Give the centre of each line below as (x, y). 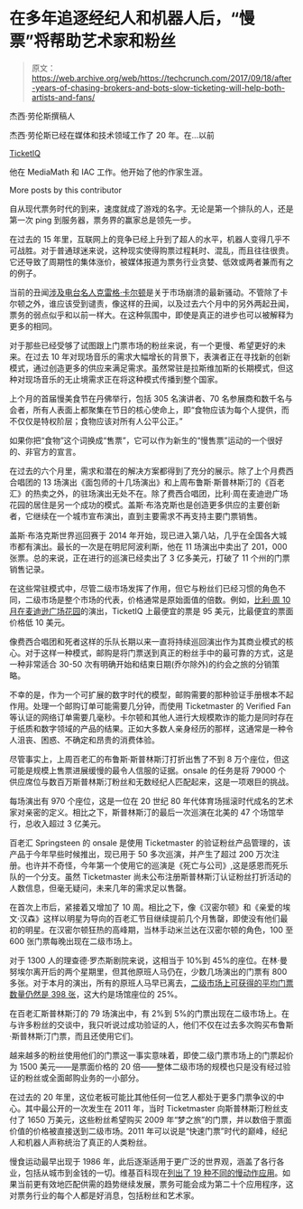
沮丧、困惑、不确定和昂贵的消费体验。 (88, 740)
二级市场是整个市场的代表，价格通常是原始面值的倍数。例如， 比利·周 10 (158, 600)
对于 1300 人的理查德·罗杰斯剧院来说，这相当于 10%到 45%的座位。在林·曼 (149, 960)
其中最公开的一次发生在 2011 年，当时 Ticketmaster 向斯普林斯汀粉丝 (153, 1108)
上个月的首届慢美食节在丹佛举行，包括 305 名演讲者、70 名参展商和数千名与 (151, 398)
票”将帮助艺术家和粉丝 (92, 41)
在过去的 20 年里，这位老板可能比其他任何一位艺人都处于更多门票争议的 (143, 1097)
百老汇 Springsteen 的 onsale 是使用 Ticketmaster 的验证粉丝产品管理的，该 (150, 843)
